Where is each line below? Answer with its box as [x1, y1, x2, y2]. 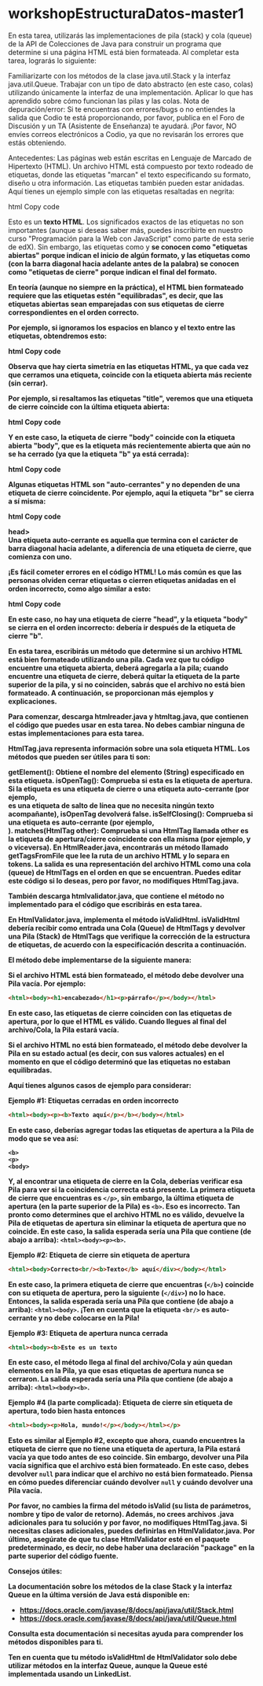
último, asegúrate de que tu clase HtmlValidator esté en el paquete [8, 1535, 230, 1544]
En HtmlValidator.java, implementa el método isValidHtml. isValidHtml [8, 914, 240, 924]
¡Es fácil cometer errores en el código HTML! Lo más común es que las [8, 567, 242, 577]
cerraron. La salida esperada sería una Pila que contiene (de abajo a [8, 1374, 233, 1384]
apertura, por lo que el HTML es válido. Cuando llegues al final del [8, 1016, 227, 1026]
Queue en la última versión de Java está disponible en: [8, 1590, 190, 1599]
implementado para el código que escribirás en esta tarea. [8, 899, 203, 909]
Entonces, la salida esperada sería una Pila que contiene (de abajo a [8, 1296, 234, 1306]
